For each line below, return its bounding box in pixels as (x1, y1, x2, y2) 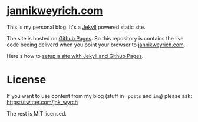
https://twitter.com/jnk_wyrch (6, 99, 78, 106)
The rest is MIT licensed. (6, 110, 67, 117)
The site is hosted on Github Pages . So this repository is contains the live (6, 35, 184, 42)
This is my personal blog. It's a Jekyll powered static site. (6, 23, 146, 30)
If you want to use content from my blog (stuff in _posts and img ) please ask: (6, 92, 192, 99)
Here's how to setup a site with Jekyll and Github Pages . (6, 52, 144, 59)
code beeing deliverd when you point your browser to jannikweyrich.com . (6, 41, 186, 48)
